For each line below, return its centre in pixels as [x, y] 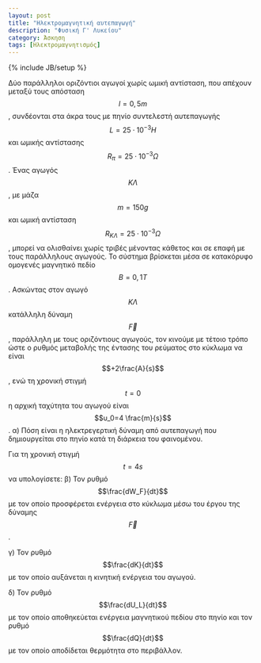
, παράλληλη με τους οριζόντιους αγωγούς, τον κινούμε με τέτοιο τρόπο [128, 339]
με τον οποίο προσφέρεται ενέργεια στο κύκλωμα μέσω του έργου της [124, 504]
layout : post [30, 15]
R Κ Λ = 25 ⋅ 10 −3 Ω [133, 234]
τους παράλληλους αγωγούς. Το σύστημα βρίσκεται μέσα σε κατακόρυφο [130, 256]
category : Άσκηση [37, 38]
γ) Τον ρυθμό [30, 552]
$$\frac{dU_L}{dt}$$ [133, 604]
